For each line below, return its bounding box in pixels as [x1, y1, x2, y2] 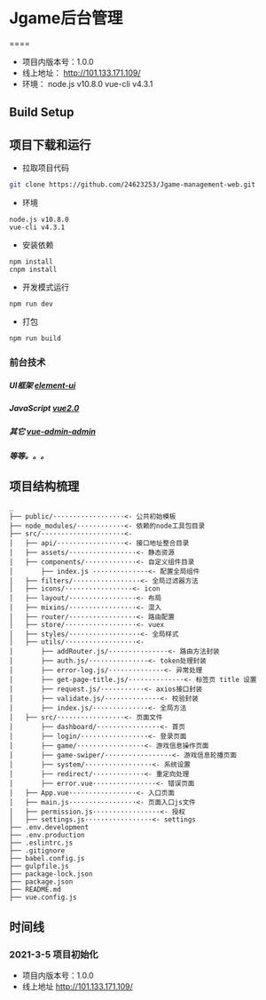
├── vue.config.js [9, 893, 77, 902]
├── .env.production [9, 831, 86, 840]
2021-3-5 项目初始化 [9, 948, 99, 960]
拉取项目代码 [21, 163, 69, 173]
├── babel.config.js [9, 854, 86, 863]
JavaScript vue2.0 [9, 402, 80, 413]
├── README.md [9, 885, 62, 894]
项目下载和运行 [9, 137, 91, 152]
